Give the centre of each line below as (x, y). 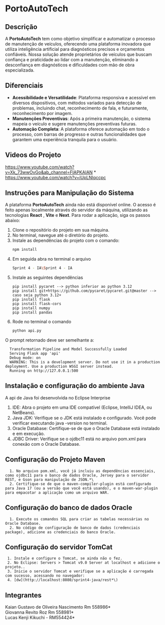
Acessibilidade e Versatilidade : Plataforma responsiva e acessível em (84, 97)
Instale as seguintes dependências (47, 277)
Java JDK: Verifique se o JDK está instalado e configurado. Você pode (84, 418)
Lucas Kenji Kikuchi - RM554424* (40, 618)
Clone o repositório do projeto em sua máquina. (61, 230)
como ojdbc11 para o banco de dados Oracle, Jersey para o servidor (77, 475)
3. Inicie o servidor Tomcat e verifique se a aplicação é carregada (80, 571)
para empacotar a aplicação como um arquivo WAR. (57, 492)
